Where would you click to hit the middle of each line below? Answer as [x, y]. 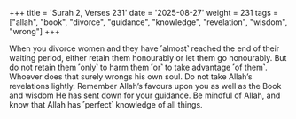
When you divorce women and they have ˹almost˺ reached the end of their [144, 48]
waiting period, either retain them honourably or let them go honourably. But [148, 58]
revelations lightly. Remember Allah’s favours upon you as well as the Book [145, 86]
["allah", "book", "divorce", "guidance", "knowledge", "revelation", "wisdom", [148, 22]
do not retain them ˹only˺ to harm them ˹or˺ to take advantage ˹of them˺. [138, 67]
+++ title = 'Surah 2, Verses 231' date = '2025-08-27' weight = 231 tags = [144, 13]
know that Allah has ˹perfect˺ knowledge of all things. [106, 104]
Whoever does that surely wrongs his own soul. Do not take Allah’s [131, 77]
